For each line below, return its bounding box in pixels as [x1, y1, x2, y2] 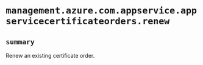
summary [5, 37, 35, 46]
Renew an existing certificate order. [5, 52, 95, 59]
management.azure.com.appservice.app [5, 5, 198, 16]
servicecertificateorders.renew [5, 16, 170, 27]
